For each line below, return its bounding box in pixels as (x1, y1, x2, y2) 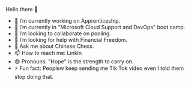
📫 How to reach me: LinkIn (14, 50, 82, 56)
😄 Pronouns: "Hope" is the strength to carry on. (14, 58, 134, 65)
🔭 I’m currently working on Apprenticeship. (14, 17, 121, 24)
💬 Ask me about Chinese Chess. (14, 42, 94, 50)
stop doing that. (14, 73, 54, 80)
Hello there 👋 (5, 6, 38, 13)
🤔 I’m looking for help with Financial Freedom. (14, 36, 127, 43)
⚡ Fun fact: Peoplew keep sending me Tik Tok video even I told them (14, 64, 184, 72)
